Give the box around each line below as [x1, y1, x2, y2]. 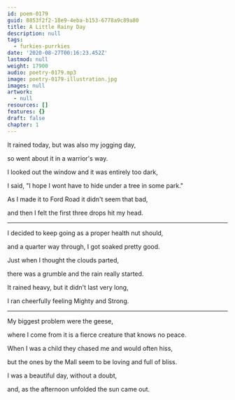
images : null [7, 82, 45, 89]
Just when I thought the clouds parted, [7, 255, 120, 264]
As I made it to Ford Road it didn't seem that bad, [7, 194, 148, 204]
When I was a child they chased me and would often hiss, [7, 344, 173, 352]
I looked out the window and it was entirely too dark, [7, 168, 159, 176]
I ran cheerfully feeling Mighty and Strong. [7, 296, 129, 305]
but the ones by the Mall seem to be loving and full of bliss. [7, 357, 178, 366]
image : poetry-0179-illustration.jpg [7, 75, 117, 83]
